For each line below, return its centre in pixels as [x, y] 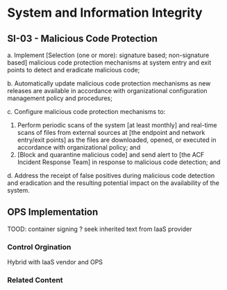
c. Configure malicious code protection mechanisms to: [86, 112]
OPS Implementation [53, 212]
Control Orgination [39, 247]
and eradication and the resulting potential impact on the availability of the [113, 183]
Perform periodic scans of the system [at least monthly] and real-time [117, 125]
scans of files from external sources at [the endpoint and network [111, 132]
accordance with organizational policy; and [79, 147]
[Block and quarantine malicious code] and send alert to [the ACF [111, 155]
